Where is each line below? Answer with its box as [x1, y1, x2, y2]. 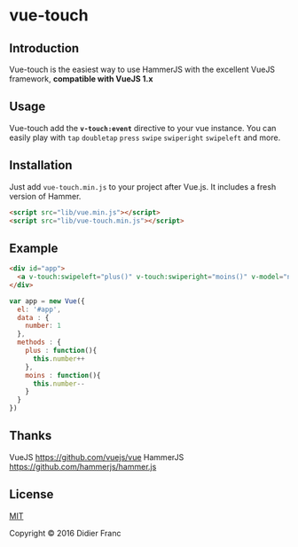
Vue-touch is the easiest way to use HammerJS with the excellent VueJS [9, 64, 276, 74]
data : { [17, 313, 50, 322]
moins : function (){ [25, 371, 101, 379]
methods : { [17, 338, 62, 347]
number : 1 [25, 321, 62, 331]
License [9, 487, 54, 502]
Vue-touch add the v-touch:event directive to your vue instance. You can [9, 122, 277, 133]
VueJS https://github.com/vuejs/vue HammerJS [9, 451, 184, 462]
